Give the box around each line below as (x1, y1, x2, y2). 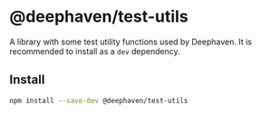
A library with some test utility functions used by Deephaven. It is (9, 36, 252, 47)
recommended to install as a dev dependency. (9, 45, 181, 56)
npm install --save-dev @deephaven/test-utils (9, 96, 188, 105)
